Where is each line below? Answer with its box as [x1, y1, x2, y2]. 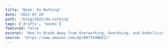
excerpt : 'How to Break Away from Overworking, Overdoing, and [5, 30, 140, 35]
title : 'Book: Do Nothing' [5, 7, 61, 12]
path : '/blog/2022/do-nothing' [5, 16, 70, 21]
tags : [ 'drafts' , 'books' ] [5, 21, 61, 26]
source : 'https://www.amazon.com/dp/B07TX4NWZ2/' [5, 35, 111, 40]
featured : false [5, 26, 39, 31]
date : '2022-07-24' [5, 12, 46, 17]
